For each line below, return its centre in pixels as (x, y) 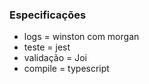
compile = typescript (66, 69)
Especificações (48, 15)
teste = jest (47, 47)
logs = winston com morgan (81, 37)
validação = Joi (55, 58)
